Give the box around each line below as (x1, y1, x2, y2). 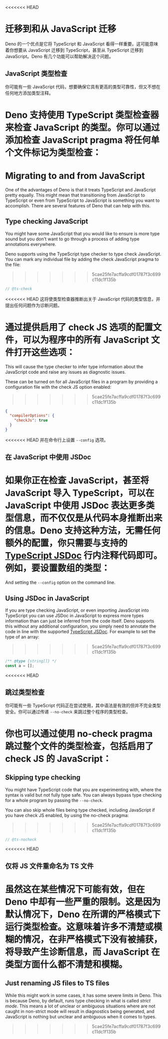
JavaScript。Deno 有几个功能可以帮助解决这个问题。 (5, 53, 114, 59)
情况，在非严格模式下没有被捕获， (22, 934, 163, 945)
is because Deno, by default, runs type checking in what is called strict (5, 997, 151, 1003)
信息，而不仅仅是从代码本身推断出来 (14, 512, 163, 524)
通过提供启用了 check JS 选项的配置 (5, 322, 153, 333)
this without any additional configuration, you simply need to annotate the (5, 623, 157, 629)
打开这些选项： (14, 347, 76, 358)
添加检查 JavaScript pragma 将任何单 (5, 134, 160, 146)
